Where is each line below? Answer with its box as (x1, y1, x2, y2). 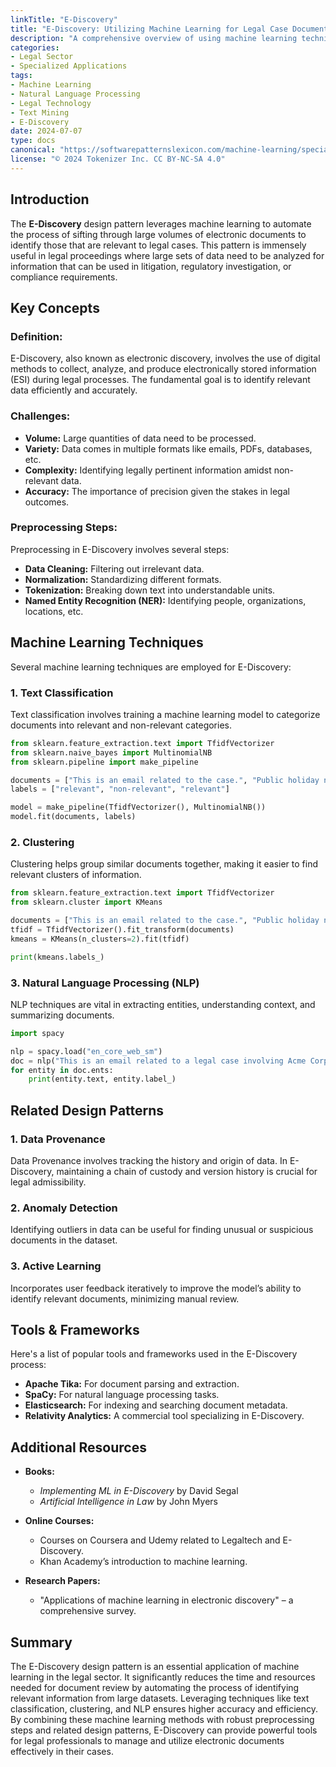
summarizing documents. (10, 1009, 115, 1021)
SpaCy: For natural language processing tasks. (24, 1389, 220, 1401)
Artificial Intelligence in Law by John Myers (39, 1496, 218, 1508)
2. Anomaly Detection (10, 1201, 118, 1215)
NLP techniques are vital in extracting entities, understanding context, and (10, 998, 316, 1010)
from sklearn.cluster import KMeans (10, 897, 163, 908)
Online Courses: (24, 1515, 95, 1527)
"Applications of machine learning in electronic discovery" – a (39, 1594, 294, 1606)
